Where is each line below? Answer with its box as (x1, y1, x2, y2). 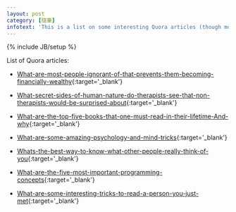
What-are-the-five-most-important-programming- (16, 168, 163, 177)
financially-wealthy (16, 77, 73, 86)
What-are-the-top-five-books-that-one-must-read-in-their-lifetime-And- (16, 112, 229, 120)
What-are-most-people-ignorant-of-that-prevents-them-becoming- (16, 70, 214, 78)
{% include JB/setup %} (6, 43, 77, 51)
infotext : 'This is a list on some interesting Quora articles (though (6, 23, 221, 30)
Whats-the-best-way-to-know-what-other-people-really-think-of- (16, 147, 209, 156)
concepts (16, 175, 45, 184)
